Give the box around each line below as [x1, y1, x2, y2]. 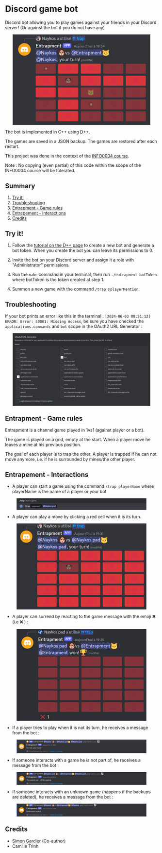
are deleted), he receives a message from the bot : [12, 794, 113, 800]
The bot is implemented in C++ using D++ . [5, 129, 91, 135]
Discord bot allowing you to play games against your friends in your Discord [5, 19, 157, 25]
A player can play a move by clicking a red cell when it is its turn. [12, 514, 142, 519]
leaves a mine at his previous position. [5, 442, 81, 448]
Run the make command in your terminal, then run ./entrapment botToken [12, 271, 157, 278]
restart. [5, 143, 20, 149]
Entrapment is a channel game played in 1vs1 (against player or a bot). [5, 427, 145, 433]
